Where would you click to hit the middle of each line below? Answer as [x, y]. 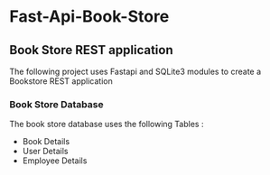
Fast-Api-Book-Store [89, 17]
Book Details [46, 142]
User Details [45, 152]
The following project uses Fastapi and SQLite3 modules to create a [135, 71]
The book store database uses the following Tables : [107, 124]
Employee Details [55, 161]
